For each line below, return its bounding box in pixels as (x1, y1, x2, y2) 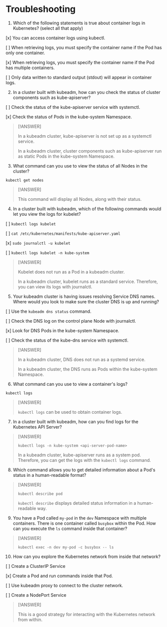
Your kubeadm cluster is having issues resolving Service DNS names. (12, 293, 156, 299)
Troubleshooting (5, 3, 76, 15)
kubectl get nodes (5, 178, 44, 182)
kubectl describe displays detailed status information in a (17, 500, 136, 506)
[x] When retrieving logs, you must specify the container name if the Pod (5, 59, 155, 65)
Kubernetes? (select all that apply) (12, 25, 83, 31)
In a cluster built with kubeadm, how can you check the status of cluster (12, 89, 161, 95)
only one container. (5, 50, 45, 56)
